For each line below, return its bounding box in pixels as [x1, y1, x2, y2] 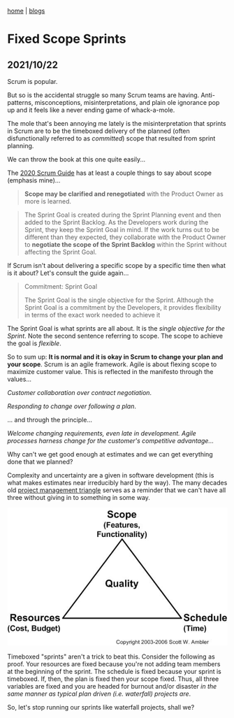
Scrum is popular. [7, 78, 58, 85]
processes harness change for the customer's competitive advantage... [7, 437, 214, 445]
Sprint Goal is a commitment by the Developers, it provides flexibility [24, 303, 221, 311]
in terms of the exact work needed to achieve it [24, 311, 161, 319]
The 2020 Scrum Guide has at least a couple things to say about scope [7, 168, 212, 177]
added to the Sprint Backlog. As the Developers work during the [24, 218, 209, 227]
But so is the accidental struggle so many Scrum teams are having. [7, 91, 200, 99]
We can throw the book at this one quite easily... [7, 155, 146, 164]
